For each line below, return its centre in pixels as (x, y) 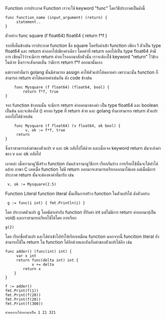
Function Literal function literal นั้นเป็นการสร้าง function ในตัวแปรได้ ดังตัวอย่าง (77, 194)
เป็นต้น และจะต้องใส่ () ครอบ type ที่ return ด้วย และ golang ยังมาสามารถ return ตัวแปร (81, 111)
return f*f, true (41, 92)
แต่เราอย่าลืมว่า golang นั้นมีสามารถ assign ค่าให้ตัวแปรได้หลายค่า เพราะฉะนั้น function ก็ (82, 72)
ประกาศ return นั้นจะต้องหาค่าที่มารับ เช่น (40, 175)
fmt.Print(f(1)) (22, 291)
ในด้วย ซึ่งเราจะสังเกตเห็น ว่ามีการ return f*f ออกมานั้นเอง (54, 62)
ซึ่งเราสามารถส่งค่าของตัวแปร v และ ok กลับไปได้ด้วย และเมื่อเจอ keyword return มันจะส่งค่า (83, 148)
